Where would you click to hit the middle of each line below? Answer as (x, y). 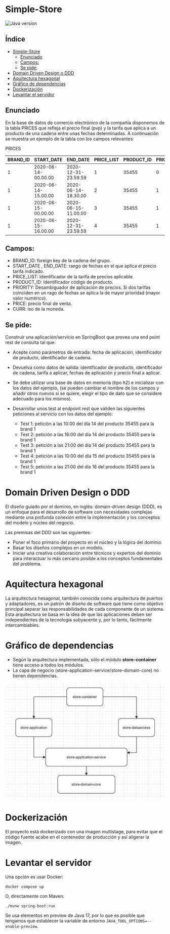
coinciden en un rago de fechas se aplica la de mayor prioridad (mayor (86, 293)
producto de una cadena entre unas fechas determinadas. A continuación (82, 133)
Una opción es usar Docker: (34, 877)
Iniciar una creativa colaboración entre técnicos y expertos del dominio (87, 553)
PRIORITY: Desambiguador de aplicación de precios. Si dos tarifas (81, 287)
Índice (15, 39)
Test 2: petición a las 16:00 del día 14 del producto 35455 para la (88, 435)
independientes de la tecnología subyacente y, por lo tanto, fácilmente (78, 620)
